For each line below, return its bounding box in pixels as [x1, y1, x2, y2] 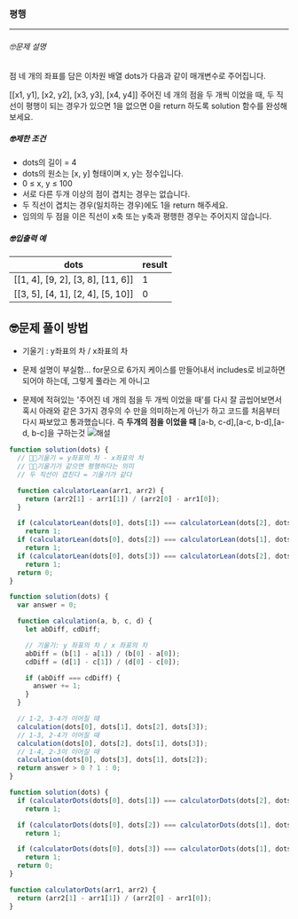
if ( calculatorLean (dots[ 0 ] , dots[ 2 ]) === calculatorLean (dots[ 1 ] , [17, 535, 272, 545]
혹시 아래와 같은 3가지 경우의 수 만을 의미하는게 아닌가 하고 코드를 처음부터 [21, 405, 280, 416]
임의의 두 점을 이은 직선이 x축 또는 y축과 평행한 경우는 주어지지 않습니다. [21, 211, 272, 222]
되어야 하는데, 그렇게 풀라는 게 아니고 [21, 375, 151, 387]
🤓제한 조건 [9, 133, 46, 144]
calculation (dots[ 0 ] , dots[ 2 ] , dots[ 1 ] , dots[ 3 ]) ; [17, 739, 208, 748]
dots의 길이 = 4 [21, 157, 77, 168]
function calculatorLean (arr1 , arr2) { [17, 486, 165, 495]
